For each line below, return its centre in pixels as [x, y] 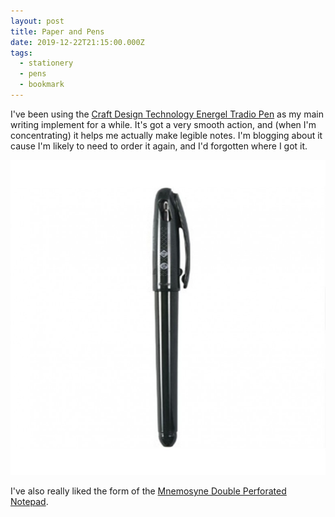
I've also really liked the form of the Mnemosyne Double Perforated [148, 491]
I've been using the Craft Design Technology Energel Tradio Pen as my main [167, 114]
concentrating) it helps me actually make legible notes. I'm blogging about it [166, 135]
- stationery [46, 63]
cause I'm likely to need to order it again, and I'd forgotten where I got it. [159, 146]
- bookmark [42, 85]
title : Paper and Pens [57, 31]
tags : [21, 53]
